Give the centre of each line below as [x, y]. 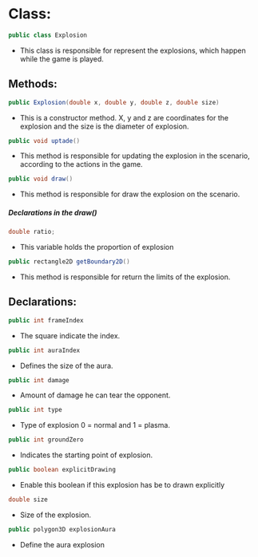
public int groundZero [46, 440]
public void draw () [41, 179]
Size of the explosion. [56, 515]
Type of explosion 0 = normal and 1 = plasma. [95, 425]
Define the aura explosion [62, 544]
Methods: [33, 84]
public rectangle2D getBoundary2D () [69, 262]
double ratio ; [32, 232]
